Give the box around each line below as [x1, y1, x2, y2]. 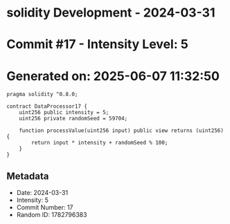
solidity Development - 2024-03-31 [6, 5, 215, 21]
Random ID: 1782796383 [16, 211, 87, 219]
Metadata [6, 170, 49, 182]
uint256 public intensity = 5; [19, 109, 109, 116]
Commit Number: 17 [16, 203, 73, 212]
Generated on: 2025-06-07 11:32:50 [6, 68, 220, 84]
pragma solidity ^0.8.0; [6, 91, 78, 98]
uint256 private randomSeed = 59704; [19, 115, 128, 122]
